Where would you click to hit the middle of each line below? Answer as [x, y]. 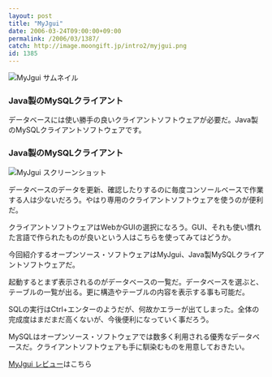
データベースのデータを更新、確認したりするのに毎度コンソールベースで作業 [136, 189]
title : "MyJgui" [36, 24]
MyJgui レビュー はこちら [50, 364]
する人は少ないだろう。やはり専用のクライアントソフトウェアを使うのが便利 [136, 199]
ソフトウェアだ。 [51, 264]
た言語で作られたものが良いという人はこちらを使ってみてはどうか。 [122, 237]
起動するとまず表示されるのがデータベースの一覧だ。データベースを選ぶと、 [136, 281]
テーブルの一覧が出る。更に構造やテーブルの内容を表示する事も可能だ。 [129, 292]
